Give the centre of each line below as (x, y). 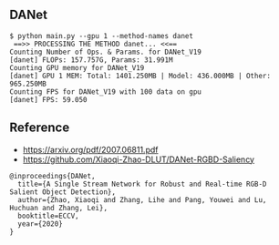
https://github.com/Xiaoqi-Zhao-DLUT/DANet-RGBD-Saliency (139, 159)
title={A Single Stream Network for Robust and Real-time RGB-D (142, 184)
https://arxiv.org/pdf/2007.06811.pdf (90, 149)
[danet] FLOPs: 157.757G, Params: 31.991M (91, 60)
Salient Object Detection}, (63, 192)
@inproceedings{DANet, (52, 176)
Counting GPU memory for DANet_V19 (77, 67)
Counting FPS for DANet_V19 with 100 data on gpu (106, 92)
